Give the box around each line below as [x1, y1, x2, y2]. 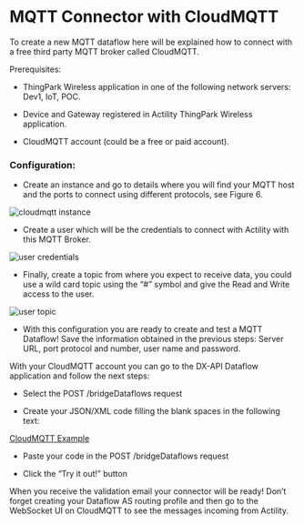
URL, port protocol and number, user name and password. [22, 343, 241, 354]
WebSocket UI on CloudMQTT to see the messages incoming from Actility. [9, 505, 289, 516]
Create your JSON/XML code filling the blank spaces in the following [22, 406, 280, 417]
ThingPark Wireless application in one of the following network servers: [22, 81, 291, 92]
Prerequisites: [9, 64, 62, 75]
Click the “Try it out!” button [22, 469, 127, 480]
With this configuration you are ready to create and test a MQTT [22, 324, 263, 335]
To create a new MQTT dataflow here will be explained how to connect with [9, 36, 293, 47]
